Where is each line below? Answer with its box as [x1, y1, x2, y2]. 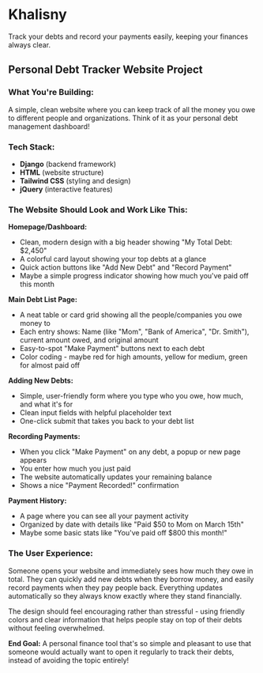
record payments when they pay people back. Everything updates [8, 583, 224, 592]
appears [19, 456, 47, 465]
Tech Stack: [8, 141, 55, 152]
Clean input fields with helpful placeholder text [19, 408, 172, 418]
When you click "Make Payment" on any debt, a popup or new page [19, 447, 241, 456]
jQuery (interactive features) [19, 184, 113, 194]
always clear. [8, 40, 51, 49]
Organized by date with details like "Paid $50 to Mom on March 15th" [19, 520, 245, 529]
